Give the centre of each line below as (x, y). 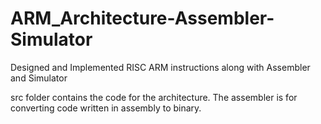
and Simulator (39, 78)
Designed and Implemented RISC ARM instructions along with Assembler (160, 67)
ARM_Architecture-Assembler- (142, 18)
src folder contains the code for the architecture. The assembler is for (154, 97)
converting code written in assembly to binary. (106, 108)
